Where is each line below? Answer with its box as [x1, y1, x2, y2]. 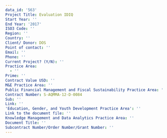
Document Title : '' [5, 120, 46, 125]
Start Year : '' [5, 17, 37, 22]
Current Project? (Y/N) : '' [5, 59, 65, 64]
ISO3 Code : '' [5, 26, 35, 31]
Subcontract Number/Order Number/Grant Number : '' [5, 125, 114, 130]
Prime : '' [5, 73, 26, 78]
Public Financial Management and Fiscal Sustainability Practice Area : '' [5, 87, 166, 93]
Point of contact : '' [5, 45, 51, 50]
